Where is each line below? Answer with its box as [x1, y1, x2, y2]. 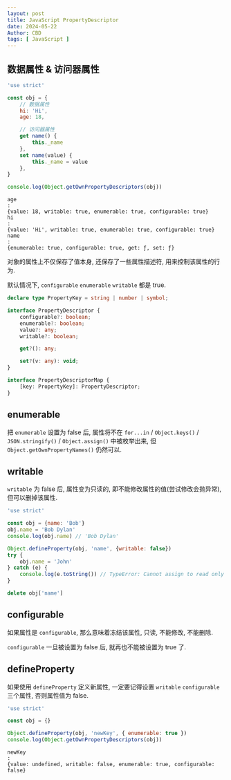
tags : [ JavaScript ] [7, 36, 70, 43]
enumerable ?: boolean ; [19, 319, 85, 327]
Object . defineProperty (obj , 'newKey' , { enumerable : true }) [7, 730, 187, 737]
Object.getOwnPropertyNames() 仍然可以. [7, 445, 122, 454]
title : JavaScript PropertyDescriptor [7, 17, 119, 24]
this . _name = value [32, 158, 89, 165]
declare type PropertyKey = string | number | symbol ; [7, 295, 169, 301]
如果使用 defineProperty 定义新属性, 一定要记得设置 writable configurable [7, 682, 220, 691]
